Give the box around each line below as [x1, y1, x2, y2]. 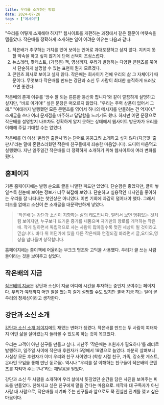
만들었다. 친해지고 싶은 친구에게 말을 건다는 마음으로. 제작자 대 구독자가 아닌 [14, 382, 159, 388]
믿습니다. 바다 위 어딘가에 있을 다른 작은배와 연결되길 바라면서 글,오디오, [17, 230, 154, 236]
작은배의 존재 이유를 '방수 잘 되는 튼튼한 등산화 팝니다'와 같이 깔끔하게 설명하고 [5, 94, 155, 100]
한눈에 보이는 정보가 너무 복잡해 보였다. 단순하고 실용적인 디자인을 [18, 189, 143, 195]
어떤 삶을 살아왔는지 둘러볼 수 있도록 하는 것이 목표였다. [10, 330, 116, 336]
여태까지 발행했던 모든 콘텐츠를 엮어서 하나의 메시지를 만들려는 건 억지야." [15, 106, 155, 112]
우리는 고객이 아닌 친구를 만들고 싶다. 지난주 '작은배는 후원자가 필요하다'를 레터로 [5, 341, 159, 347]
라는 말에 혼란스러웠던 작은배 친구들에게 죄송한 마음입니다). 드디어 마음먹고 [14, 141, 157, 147]
